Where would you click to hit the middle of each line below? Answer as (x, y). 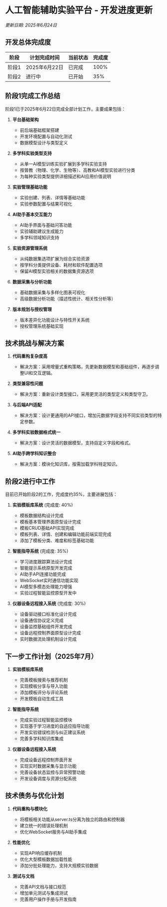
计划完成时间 (44, 57)
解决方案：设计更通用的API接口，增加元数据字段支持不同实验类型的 (88, 415)
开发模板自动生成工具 (42, 699)
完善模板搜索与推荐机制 (44, 680)
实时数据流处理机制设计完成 (48, 639)
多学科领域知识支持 (40, 237)
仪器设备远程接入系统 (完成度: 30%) (49, 604)
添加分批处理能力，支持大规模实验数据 (59, 865)
